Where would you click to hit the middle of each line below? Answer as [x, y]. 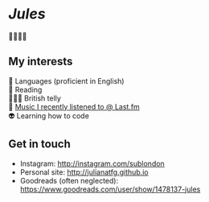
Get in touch [39, 144]
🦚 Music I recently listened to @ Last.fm [74, 106]
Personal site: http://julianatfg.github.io [84, 172]
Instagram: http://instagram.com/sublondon [92, 163]
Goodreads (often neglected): [69, 180]
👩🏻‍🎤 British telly [35, 98]
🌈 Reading [25, 89]
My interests [41, 62]
